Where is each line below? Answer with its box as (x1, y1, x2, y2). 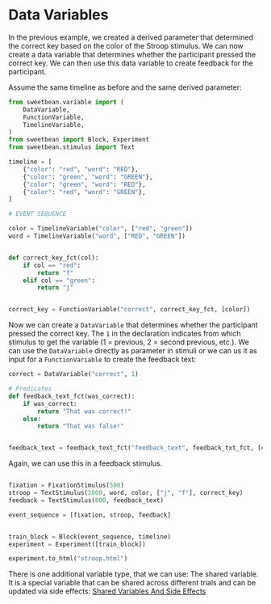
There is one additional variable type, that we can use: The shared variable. (8, 569, 259, 579)
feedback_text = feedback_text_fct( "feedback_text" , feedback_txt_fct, (8, 444, 254, 452)
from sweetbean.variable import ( (8, 98, 125, 106)
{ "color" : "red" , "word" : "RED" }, (23, 165, 139, 173)
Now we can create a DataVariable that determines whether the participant (8, 320, 258, 330)
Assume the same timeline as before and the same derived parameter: (8, 82, 242, 92)
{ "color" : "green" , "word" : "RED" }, (23, 180, 147, 188)
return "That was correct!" (37, 407, 131, 416)
